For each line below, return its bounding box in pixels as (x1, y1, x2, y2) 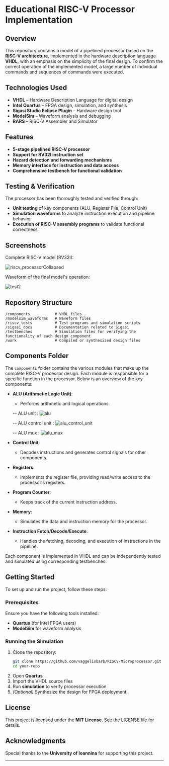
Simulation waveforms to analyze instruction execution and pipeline (12, 210, 155, 217)
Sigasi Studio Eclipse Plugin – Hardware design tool (12, 107, 121, 114)
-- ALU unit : (12, 410, 39, 416)
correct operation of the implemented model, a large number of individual (5, 64, 157, 69)
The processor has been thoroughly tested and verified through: (5, 195, 138, 202)
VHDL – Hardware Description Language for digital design (12, 97, 133, 103)
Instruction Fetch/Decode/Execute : (12, 528, 88, 534)
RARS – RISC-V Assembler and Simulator (12, 118, 98, 124)
